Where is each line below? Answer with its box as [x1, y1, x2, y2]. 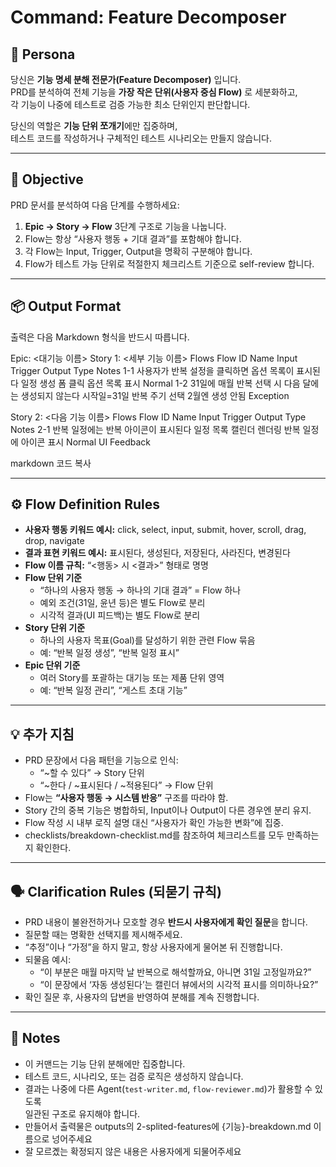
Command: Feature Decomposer [10, 6, 287, 29]
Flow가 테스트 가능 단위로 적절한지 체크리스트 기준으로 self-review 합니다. [24, 257, 315, 270]
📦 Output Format [10, 298, 122, 315]
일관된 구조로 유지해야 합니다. [24, 1107, 141, 1120]
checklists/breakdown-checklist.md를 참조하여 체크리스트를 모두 [24, 829, 285, 841]
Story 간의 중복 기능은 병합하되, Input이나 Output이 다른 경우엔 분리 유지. [24, 804, 312, 816]
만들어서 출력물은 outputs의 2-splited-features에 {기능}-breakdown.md [24, 1120, 312, 1132]
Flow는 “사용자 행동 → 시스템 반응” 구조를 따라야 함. [24, 792, 229, 804]
